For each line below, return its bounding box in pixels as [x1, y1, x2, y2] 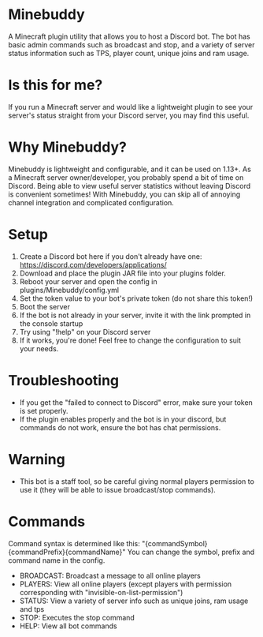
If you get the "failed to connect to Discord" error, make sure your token [19, 397, 254, 407]
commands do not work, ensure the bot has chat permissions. [19, 422, 221, 432]
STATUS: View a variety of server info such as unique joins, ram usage [19, 596, 249, 605]
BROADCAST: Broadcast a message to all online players [19, 571, 201, 580]
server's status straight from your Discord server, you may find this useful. [8, 111, 250, 120]
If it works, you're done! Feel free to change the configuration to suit [19, 335, 242, 345]
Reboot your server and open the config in [19, 276, 157, 286]
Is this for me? [8, 77, 103, 94]
